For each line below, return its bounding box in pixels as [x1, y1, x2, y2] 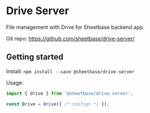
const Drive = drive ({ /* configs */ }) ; [6, 101, 110, 107]
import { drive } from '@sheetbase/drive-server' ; [6, 90, 133, 97]
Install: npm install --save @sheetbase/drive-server [6, 68, 135, 75]
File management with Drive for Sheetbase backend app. [6, 24, 145, 31]
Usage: [6, 79, 24, 86]
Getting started [6, 52, 64, 62]
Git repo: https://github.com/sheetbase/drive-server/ [6, 35, 135, 42]
